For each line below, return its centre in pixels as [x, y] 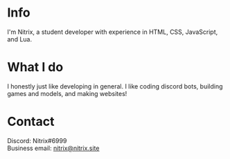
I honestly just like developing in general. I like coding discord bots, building [115, 86]
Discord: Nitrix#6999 [37, 140]
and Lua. [20, 39]
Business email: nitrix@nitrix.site [53, 148]
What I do [35, 67]
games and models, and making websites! [67, 93]
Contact [31, 122]
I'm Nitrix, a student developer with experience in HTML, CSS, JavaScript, [113, 32]
